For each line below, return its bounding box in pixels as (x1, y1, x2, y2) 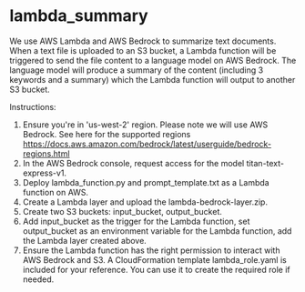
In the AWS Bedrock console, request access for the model (22, 157, 245, 168)
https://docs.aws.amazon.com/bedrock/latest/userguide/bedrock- (22, 138, 271, 149)
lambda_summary (9, 5, 148, 26)
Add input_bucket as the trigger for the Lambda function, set (22, 216, 250, 227)
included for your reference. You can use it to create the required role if (22, 264, 290, 275)
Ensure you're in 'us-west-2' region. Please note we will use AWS (22, 119, 269, 130)
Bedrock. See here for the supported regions (22, 128, 191, 139)
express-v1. (22, 167, 66, 178)
